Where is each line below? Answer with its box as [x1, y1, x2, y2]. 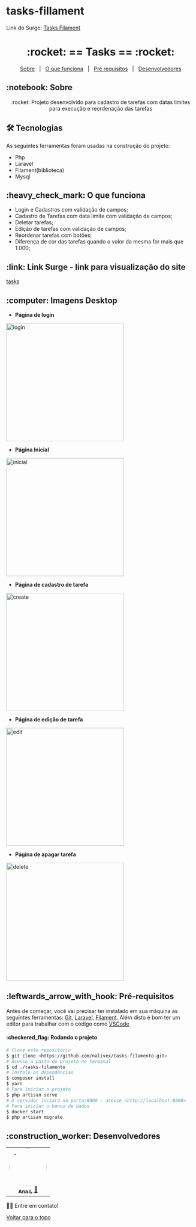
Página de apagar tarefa [14, 851, 76, 858]
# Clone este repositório [6, 1047, 71, 1053]
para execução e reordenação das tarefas [49, 105, 153, 112]
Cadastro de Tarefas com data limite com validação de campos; [14, 212, 173, 220]
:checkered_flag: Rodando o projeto [6, 1034, 98, 1041]
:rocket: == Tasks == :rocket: [26, 45, 175, 59]
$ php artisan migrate [6, 1114, 63, 1121]
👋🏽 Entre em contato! [6, 1202, 59, 1210]
